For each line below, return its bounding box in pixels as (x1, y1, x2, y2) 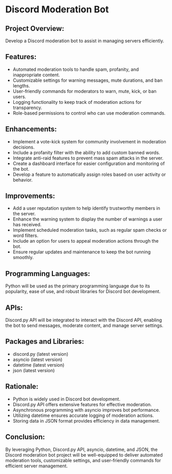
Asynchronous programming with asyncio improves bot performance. (12, 407, 160, 413)
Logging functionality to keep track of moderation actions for (12, 99, 142, 105)
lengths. (12, 82, 30, 88)
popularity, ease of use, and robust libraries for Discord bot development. (5, 288, 161, 295)
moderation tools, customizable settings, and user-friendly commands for (5, 457, 161, 463)
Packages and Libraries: (5, 337, 85, 346)
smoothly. (12, 254, 34, 261)
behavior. (12, 176, 33, 183)
